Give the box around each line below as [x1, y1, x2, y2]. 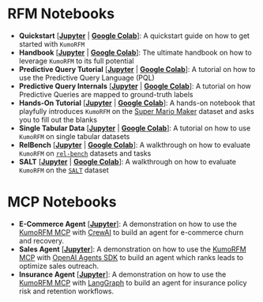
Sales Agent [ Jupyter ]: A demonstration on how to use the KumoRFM [18, 244, 246, 254]
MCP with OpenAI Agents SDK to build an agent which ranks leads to [18, 252, 244, 262]
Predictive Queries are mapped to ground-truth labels [18, 89, 193, 99]
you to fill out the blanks [18, 115, 98, 124]
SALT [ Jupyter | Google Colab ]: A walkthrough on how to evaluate [18, 157, 236, 166]
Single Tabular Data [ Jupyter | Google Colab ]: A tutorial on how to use [18, 123, 251, 133]
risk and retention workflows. [18, 286, 115, 296]
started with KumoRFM [18, 39, 85, 48]
